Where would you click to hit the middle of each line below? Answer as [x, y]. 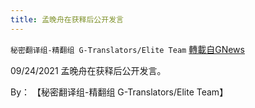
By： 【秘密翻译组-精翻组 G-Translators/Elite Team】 [119, 92]
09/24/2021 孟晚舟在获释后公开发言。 [88, 70]
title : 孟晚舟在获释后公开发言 [67, 19]
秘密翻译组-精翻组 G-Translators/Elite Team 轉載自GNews [127, 49]
